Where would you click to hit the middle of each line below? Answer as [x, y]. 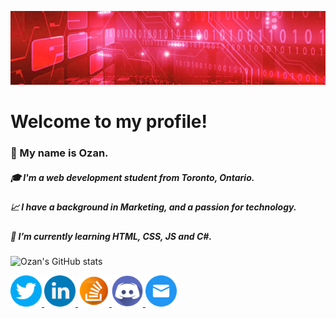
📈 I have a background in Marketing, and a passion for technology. [153, 207]
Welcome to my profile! [109, 122]
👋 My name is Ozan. [59, 153]
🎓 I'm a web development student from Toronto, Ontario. [132, 177]
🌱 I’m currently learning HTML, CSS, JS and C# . [111, 236]
